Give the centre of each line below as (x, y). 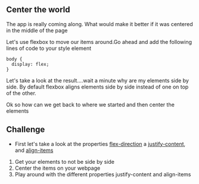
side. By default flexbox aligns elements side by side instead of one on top (97, 87)
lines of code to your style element (49, 48)
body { (14, 59)
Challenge (26, 130)
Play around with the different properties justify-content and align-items (103, 174)
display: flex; (30, 64)
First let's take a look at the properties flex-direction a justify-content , (100, 144)
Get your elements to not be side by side (65, 161)
